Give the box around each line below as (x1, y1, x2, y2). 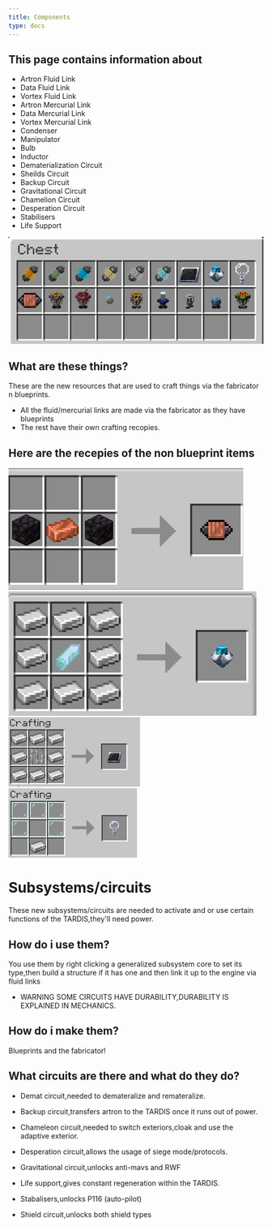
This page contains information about (8, 53, 202, 67)
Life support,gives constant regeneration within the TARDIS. (19, 1177, 220, 1188)
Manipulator (19, 135, 61, 144)
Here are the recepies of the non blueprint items (8, 446, 255, 460)
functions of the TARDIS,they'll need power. (8, 914, 154, 924)
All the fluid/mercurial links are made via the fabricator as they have (19, 406, 246, 415)
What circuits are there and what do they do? (8, 1070, 240, 1083)
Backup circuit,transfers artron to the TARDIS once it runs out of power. (19, 1106, 258, 1116)
